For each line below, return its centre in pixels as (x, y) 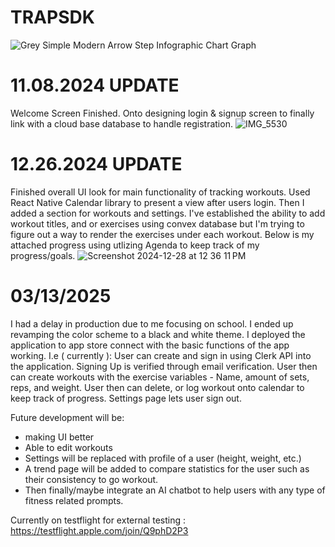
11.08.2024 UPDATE (95, 85)
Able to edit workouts (68, 447)
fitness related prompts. (74, 500)
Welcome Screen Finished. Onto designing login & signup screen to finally (162, 113)
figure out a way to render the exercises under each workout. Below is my (162, 234)
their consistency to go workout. (91, 479)
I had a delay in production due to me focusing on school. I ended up (152, 323)
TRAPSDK (52, 17)
